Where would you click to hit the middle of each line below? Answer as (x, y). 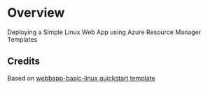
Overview (36, 13)
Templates (22, 39)
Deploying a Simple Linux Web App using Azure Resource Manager (104, 32)
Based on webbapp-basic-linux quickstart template (81, 78)
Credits (24, 62)
